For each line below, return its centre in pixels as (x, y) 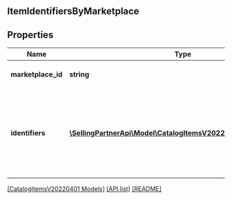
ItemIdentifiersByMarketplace (73, 11)
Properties (30, 35)
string (79, 74)
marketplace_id (37, 74)
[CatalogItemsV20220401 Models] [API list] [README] (85, 189)
